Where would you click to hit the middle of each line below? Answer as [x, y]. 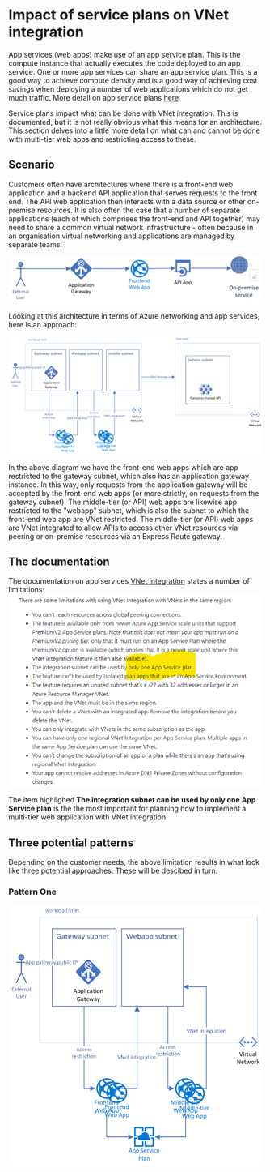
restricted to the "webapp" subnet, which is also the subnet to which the [129, 510]
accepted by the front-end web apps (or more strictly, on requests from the [134, 493]
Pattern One [32, 892]
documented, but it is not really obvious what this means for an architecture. [135, 122]
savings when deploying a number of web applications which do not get [128, 89]
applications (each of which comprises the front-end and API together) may [135, 218]
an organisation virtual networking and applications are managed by [122, 236]
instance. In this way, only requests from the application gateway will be [128, 485]
